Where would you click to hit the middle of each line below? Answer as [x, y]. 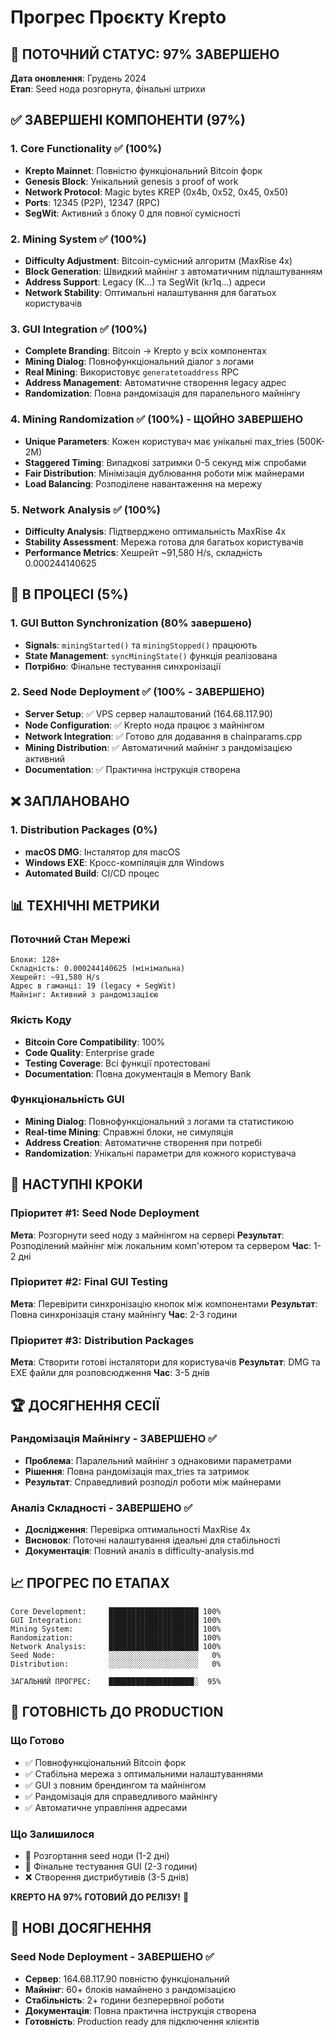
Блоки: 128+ [35, 960]
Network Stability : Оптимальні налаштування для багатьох [150, 292]
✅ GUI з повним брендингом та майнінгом [115, 1785]
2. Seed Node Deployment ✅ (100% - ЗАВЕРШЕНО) [137, 692]
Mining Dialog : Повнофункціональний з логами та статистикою [159, 1121]
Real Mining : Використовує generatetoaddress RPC [132, 372]
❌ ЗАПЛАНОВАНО [70, 801]
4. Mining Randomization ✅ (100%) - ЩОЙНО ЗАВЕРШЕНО [157, 419]
